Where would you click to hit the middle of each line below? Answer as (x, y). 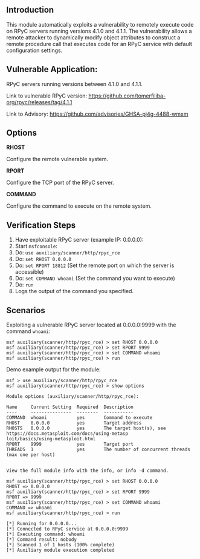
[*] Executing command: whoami (46, 534)
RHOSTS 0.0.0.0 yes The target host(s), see (86, 428)
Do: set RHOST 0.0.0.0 (43, 259)
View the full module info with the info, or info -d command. (88, 471)
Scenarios (26, 310)
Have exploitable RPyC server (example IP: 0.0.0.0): (79, 240)
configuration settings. (34, 50)
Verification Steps (41, 225)
